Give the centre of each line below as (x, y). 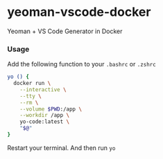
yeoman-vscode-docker (79, 12)
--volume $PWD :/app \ (51, 109)
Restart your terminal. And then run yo (61, 148)
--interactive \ (43, 90)
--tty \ (31, 96)
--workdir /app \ (45, 115)
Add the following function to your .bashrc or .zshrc (81, 64)
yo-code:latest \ (45, 122)
